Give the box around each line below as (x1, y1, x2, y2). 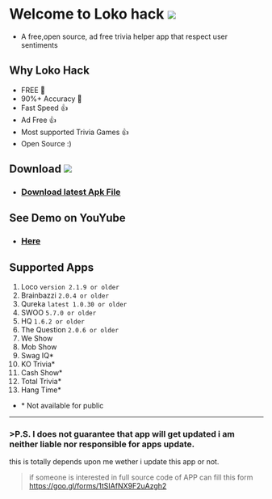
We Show (20, 333, 53, 344)
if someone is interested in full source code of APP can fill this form (28, 472, 253, 482)
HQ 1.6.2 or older (20, 316, 86, 326)
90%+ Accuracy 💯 (20, 94, 83, 104)
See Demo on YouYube (9, 211, 126, 225)
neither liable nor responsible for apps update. (9, 438, 195, 450)
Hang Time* (20, 385, 61, 395)
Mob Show (20, 342, 57, 352)
